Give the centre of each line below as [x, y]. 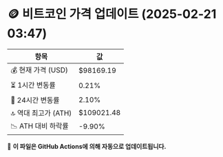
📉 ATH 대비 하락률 [40, 126]
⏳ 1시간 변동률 [33, 85]
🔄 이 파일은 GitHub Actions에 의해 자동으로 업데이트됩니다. [87, 146]
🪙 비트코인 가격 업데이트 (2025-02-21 [112, 14]
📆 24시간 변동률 [35, 100]
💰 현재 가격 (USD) [40, 70]
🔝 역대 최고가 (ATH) [41, 113]
